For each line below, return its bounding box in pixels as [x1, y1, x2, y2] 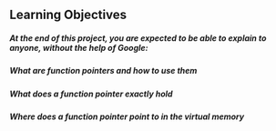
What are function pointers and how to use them [9, 65, 198, 76]
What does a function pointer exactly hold [9, 88, 173, 99]
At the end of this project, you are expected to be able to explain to [9, 32, 267, 44]
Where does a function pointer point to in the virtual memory [9, 111, 244, 122]
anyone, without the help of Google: [9, 42, 148, 53]
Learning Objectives [9, 7, 128, 23]
